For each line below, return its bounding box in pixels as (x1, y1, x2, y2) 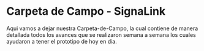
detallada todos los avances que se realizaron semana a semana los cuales (6, 31, 196, 38)
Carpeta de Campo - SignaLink (6, 4, 166, 18)
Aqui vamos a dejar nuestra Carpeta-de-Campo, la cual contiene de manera (6, 25, 198, 32)
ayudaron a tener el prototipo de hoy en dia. (6, 37, 118, 45)
